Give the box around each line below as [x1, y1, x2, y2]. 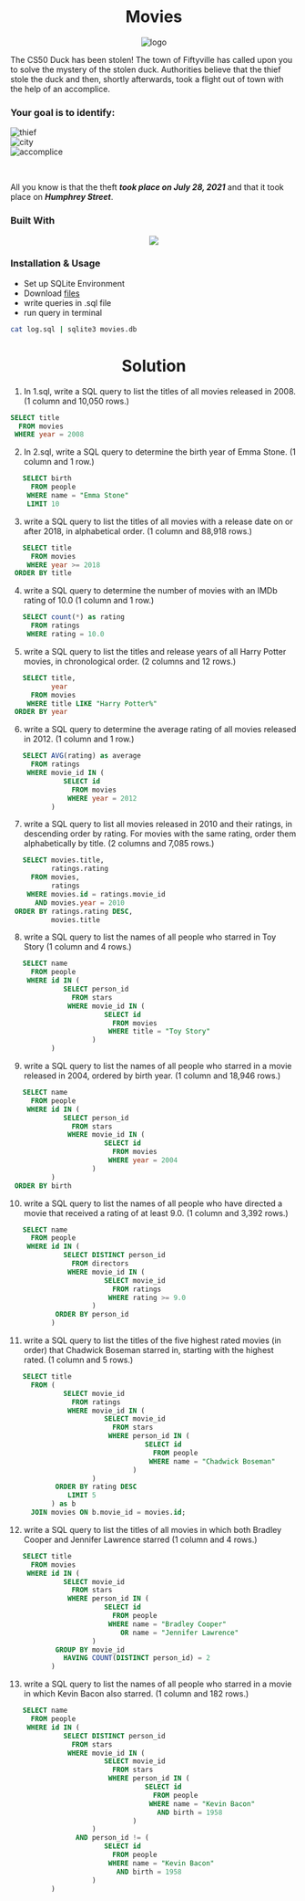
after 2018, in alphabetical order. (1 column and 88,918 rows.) [23, 525, 253, 536]
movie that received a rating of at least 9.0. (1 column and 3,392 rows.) [23, 1207, 290, 1218]
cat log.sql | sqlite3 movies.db [10, 324, 137, 334]
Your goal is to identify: [10, 106, 116, 119]
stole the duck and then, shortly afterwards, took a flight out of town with [10, 73, 284, 84]
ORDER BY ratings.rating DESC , [14, 907, 133, 916]
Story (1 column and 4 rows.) [23, 941, 132, 952]
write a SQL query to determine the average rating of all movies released [23, 724, 297, 735]
